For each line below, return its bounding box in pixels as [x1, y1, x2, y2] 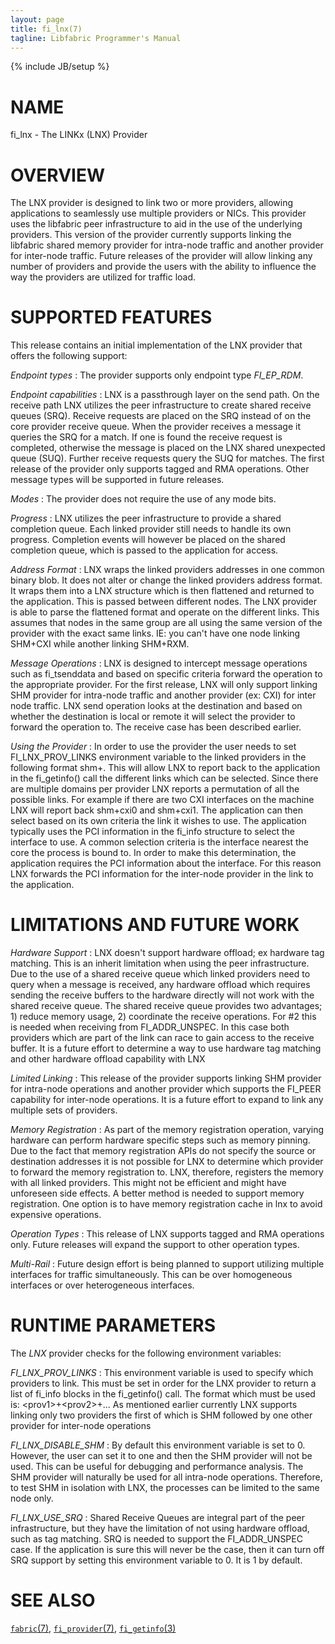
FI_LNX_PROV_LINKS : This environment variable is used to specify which [10, 1367, 314, 1379]
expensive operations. [10, 1209, 102, 1221]
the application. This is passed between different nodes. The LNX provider [10, 596, 318, 608]
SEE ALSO [10, 1589, 96, 1612]
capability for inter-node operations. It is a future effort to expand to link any [10, 1094, 324, 1106]
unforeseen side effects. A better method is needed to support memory [10, 1187, 305, 1200]
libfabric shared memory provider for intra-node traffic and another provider [10, 239, 324, 251]
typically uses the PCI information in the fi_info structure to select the [10, 826, 296, 838]
